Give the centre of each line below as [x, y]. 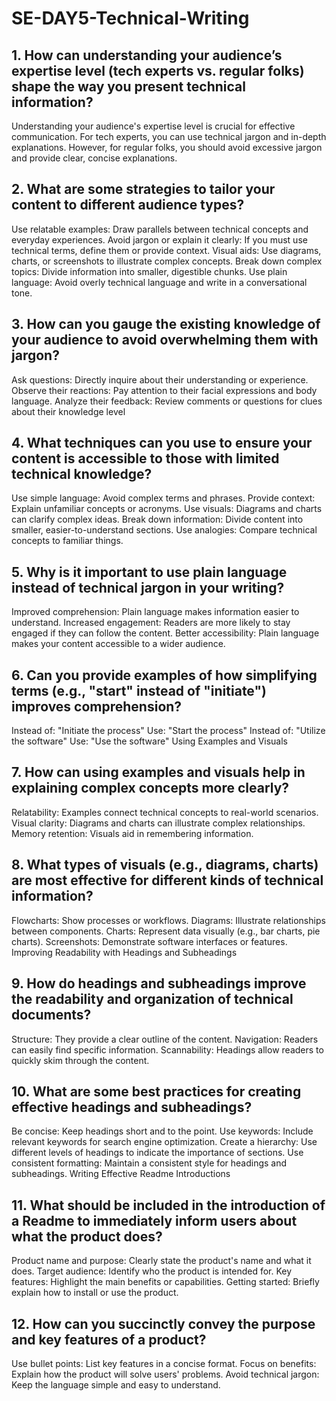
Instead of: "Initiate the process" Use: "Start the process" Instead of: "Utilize [168, 731]
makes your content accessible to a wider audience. [118, 644]
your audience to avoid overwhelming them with [165, 340]
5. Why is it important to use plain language [149, 572]
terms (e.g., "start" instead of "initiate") [139, 690]
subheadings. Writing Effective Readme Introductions [121, 1174]
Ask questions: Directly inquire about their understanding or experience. [160, 379]
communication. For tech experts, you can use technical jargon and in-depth [169, 136]
